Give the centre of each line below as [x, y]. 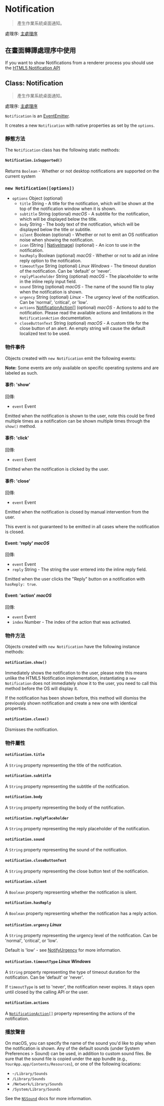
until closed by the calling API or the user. [47, 992]
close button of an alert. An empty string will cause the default [82, 329]
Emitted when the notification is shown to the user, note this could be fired [80, 416]
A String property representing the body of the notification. [65, 807]
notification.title [25, 754]
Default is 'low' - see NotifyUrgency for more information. [63, 950]
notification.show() [26, 662]
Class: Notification [34, 83]
